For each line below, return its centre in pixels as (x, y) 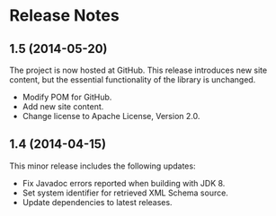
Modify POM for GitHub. (67, 97)
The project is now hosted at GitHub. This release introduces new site (138, 70)
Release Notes (64, 16)
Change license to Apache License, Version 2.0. (111, 116)
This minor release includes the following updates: (102, 166)
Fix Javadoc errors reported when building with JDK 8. (124, 183)
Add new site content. (63, 107)
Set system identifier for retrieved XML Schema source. (125, 193)
